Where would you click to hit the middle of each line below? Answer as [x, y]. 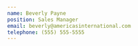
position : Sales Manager [43, 20]
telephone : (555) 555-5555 [46, 32]
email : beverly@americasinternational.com [69, 26]
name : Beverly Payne [37, 13]
